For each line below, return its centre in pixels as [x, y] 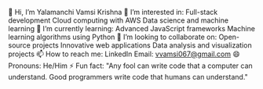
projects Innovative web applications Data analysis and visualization [142, 45]
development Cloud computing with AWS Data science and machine [119, 20]
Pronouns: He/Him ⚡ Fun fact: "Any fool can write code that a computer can [130, 66]
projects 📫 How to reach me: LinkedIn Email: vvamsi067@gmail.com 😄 [124, 54]
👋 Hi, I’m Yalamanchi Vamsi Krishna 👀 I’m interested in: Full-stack [113, 12]
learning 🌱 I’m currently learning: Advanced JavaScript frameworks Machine [131, 28]
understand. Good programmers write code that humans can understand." [128, 77]
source [20, 45]
